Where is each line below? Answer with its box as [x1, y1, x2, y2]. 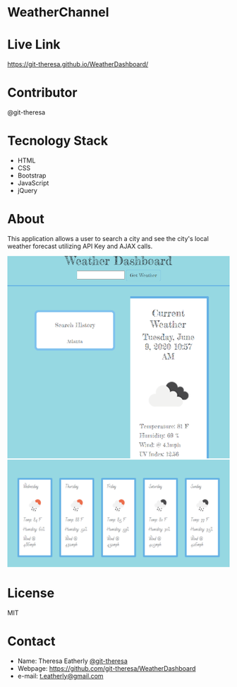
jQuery [17, 187, 37, 194]
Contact [7, 633, 56, 649]
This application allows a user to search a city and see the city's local [7, 234, 209, 242]
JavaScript [17, 179, 49, 187]
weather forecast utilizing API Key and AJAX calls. [7, 242, 153, 250]
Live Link [7, 37, 61, 53]
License [7, 585, 55, 601]
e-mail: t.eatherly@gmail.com [17, 671, 104, 680]
